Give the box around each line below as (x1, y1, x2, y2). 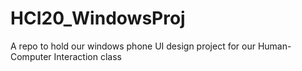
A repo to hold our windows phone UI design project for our (10, 40, 256, 52)
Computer (10, 50, 52, 62)
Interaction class (53, 50, 122, 62)
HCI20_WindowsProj (10, 7, 186, 30)
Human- (257, 40, 292, 52)
